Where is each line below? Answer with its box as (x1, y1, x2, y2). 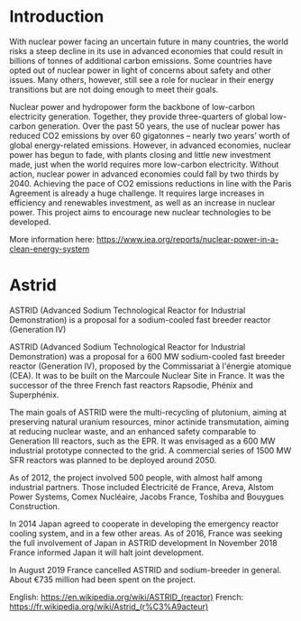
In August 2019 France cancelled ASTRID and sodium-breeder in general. (9, 564, 282, 575)
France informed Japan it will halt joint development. (9, 547, 205, 558)
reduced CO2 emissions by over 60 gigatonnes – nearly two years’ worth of (9, 130, 290, 141)
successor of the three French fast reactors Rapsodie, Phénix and (9, 379, 254, 390)
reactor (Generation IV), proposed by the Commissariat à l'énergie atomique (9, 361, 292, 371)
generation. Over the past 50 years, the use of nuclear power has (37, 120, 281, 132)
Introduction (9, 6, 105, 27)
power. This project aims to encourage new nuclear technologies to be (9, 206, 272, 217)
